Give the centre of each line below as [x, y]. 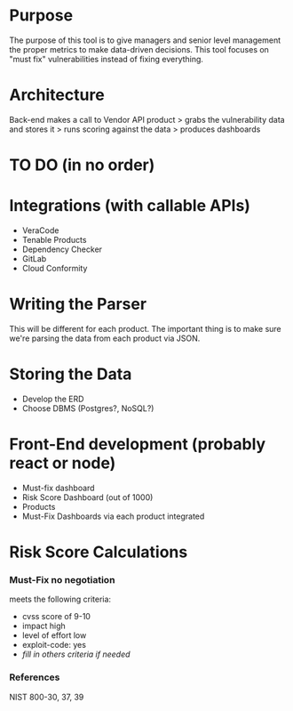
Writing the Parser [78, 304]
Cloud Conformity [55, 268]
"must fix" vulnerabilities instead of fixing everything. [107, 59]
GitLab [34, 259]
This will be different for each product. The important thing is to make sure [145, 328]
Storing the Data [71, 374]
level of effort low [54, 635]
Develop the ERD [53, 399]
